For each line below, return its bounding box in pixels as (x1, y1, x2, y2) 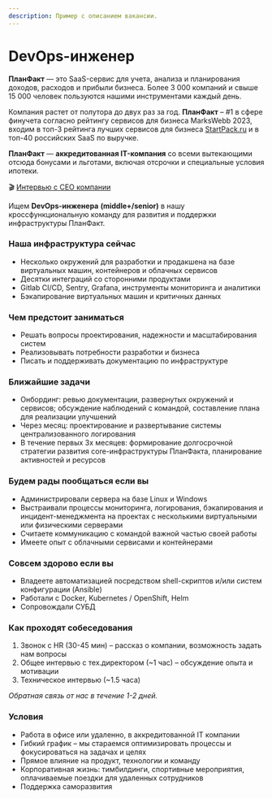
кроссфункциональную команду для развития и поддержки (8, 209, 217, 219)
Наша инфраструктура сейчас (8, 238, 136, 250)
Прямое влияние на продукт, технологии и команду (19, 755, 201, 765)
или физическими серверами (19, 519, 123, 529)
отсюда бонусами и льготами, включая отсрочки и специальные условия (8, 157, 265, 167)
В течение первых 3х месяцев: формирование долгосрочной (19, 438, 233, 448)
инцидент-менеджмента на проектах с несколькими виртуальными (19, 511, 257, 521)
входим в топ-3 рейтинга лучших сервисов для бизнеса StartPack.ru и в (8, 124, 260, 134)
